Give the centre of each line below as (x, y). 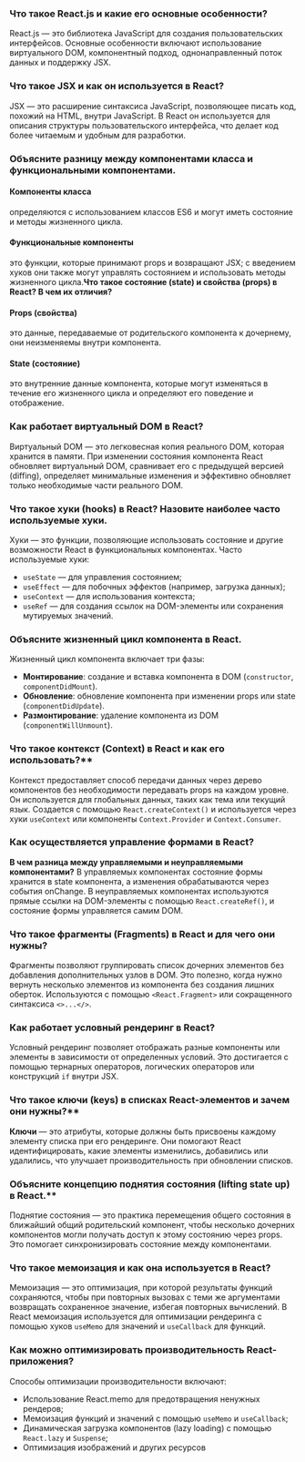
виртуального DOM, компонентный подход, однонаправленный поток (146, 53)
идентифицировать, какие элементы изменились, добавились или (139, 1150)
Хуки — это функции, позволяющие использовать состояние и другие (147, 539)
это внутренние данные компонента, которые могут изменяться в (139, 383)
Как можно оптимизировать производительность (127, 1350)
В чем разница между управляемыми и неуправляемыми (127, 862)
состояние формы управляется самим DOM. (97, 910)
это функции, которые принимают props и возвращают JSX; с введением (152, 262)
